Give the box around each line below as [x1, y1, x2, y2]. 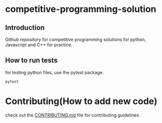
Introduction [5, 23, 45, 32]
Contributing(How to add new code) [5, 96, 157, 107]
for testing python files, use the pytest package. [5, 69, 104, 75]
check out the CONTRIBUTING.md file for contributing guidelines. [5, 112, 140, 118]
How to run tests [5, 56, 58, 65]
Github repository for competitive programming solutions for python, [5, 36, 146, 42]
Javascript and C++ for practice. [5, 42, 72, 48]
